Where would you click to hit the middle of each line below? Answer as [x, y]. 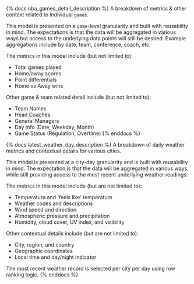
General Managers [37, 121]
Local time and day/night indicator [55, 257]
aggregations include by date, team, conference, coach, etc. [79, 44]
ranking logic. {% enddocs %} [42, 275]
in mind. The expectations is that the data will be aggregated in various [91, 32]
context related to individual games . [47, 15]
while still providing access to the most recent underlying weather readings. [97, 174]
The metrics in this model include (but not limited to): [69, 56]
